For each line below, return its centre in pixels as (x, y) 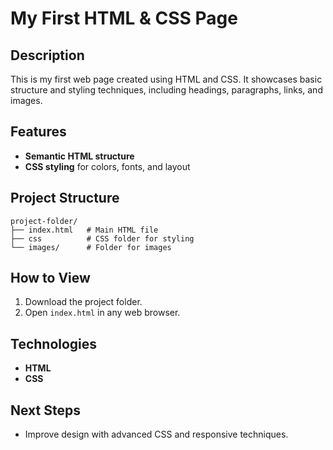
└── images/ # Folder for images (91, 247)
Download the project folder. (83, 302)
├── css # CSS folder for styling (102, 238)
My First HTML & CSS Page (124, 18)
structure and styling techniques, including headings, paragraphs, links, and (166, 90)
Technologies (54, 343)
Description (47, 55)
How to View (50, 278)
